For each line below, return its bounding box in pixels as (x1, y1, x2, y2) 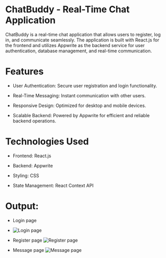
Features (5, 66, 44, 77)
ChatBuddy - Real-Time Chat (5, 4, 130, 15)
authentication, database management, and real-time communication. (5, 48, 152, 54)
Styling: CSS (12, 173, 39, 179)
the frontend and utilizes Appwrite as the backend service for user (5, 42, 145, 48)
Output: (5, 201, 39, 212)
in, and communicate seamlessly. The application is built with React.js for (5, 37, 159, 43)
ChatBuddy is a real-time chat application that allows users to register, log (5, 31, 161, 37)
